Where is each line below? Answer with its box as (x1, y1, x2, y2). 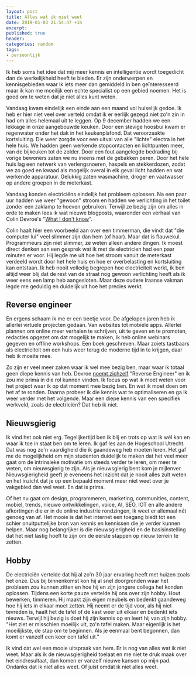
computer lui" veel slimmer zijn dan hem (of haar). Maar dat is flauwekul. (6, 233, 181, 240)
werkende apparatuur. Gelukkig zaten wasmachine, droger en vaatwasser (6, 173, 184, 180)
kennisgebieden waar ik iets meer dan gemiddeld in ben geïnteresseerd (6, 80, 179, 88)
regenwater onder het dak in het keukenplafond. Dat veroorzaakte (6, 129, 166, 136)
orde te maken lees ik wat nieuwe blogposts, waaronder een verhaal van (6, 209, 181, 216)
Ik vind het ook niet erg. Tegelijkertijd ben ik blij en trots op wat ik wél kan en (6, 434, 190, 441)
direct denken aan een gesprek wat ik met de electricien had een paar (6, 245, 175, 252)
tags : (6, 47, 19, 53)
